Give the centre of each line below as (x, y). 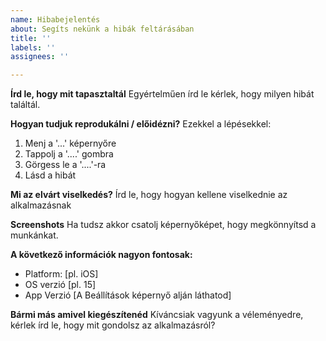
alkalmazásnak (41, 205)
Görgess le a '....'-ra (65, 165)
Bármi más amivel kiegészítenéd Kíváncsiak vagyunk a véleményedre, (157, 315)
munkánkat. (34, 235)
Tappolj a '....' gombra (69, 154)
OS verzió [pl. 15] (60, 285)
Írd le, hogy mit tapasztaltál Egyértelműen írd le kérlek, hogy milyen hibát (162, 94)
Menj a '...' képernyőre (70, 143)
